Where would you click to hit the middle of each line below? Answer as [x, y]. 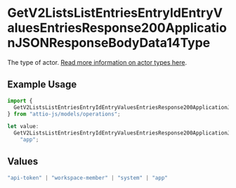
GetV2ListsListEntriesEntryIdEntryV [115, 13]
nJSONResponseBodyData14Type [109, 43]
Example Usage [42, 85]
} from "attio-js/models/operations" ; [64, 114]
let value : [23, 127]
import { [20, 101]
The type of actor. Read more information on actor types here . [97, 62]
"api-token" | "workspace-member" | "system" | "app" [88, 177]
